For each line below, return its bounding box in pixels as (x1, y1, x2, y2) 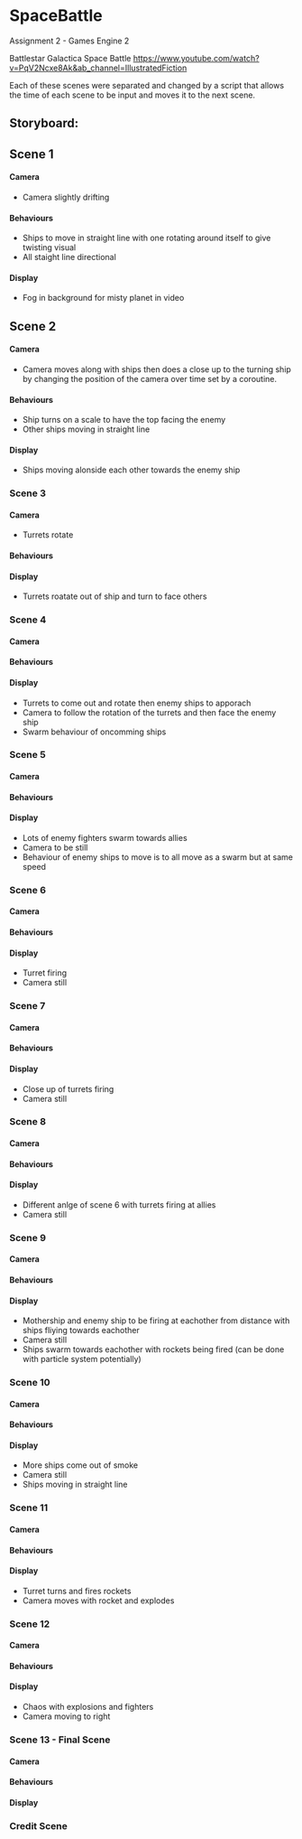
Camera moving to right (22, 1711, 111, 1722)
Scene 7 (9, 1000, 46, 1013)
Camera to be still (22, 842, 88, 853)
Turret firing (22, 967, 68, 978)
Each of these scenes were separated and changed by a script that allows (9, 79, 285, 90)
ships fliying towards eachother (22, 1325, 140, 1336)
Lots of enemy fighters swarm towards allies (22, 832, 188, 843)
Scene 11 (9, 1501, 48, 1514)
